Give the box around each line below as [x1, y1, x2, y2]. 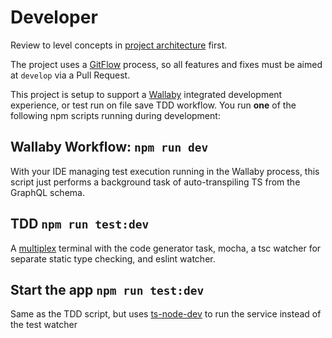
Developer [10, 6, 98, 29]
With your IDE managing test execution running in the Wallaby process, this [10, 165, 320, 177]
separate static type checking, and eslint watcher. [10, 252, 216, 265]
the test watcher [10, 319, 78, 331]
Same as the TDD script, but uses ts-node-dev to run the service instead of [10, 308, 322, 320]
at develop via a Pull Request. [10, 69, 131, 81]
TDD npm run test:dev [10, 216, 150, 233]
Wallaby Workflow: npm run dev [10, 139, 209, 156]
